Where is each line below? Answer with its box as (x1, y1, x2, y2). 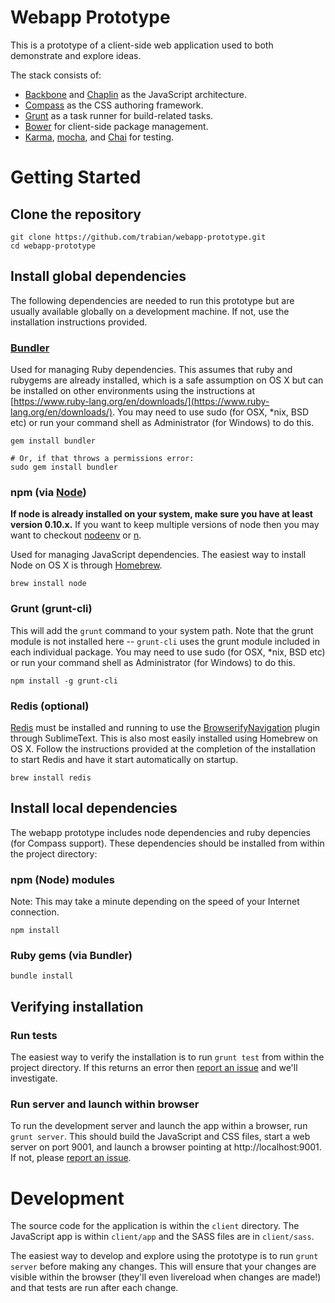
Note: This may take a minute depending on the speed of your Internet (10, 896, 300, 908)
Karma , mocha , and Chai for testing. (24, 131, 175, 143)
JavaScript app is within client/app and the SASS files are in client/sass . (10, 1231, 315, 1243)
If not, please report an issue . (10, 1152, 132, 1164)
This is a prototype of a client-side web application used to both (10, 39, 274, 51)
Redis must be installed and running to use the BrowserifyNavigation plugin (10, 721, 321, 733)
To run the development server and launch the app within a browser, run (10, 1120, 308, 1132)
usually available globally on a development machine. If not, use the (10, 305, 290, 317)
